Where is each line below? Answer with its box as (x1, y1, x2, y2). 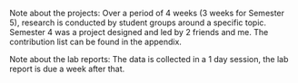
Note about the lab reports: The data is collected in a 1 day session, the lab (9, 54, 289, 64)
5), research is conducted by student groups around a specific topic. (9, 17, 266, 28)
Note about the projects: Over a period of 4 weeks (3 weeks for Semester (9, 8, 284, 18)
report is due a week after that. (9, 63, 125, 74)
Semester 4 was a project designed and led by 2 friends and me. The (9, 27, 269, 37)
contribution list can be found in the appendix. (9, 36, 182, 47)
